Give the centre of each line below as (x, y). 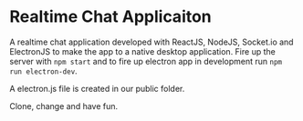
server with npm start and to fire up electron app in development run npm (146, 61)
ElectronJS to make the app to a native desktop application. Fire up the (142, 51)
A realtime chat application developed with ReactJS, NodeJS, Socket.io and (151, 42)
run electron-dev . (43, 71)
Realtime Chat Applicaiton (110, 17)
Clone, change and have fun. (64, 106)
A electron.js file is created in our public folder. (97, 88)
